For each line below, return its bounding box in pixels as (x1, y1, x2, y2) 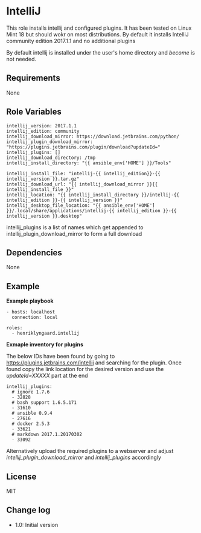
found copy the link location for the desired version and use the (6, 366, 164, 373)
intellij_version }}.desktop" (6, 213, 83, 219)
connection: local (11, 314, 59, 321)
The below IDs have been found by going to (6, 353, 115, 360)
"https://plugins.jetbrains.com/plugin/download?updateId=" (6, 144, 161, 150)
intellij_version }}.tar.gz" (6, 176, 80, 182)
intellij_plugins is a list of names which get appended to (6, 223, 144, 231)
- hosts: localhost (6, 309, 56, 315)
